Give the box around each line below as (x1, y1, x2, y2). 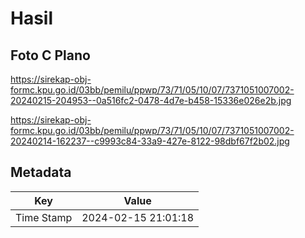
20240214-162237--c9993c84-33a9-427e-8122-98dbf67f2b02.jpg (10, 135, 290, 147)
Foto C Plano (10, 47, 91, 64)
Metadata (10, 164, 72, 181)
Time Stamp (15, 210, 73, 224)
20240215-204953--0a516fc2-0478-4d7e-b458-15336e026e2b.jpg (10, 95, 292, 106)
